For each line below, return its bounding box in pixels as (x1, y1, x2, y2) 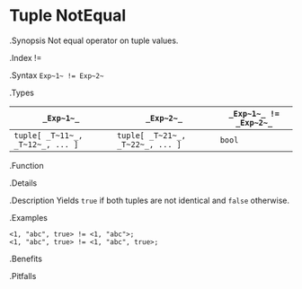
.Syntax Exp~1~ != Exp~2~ (9, 69, 104, 81)
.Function (9, 160, 45, 171)
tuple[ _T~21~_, (116, 130, 187, 140)
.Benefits (9, 253, 43, 264)
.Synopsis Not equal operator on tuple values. (9, 35, 179, 46)
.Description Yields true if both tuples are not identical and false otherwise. (9, 195, 290, 206)
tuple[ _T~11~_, (13, 130, 84, 140)
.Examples (9, 212, 48, 223)
